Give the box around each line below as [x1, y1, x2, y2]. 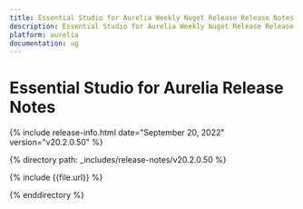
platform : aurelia [9, 30, 79, 39]
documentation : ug [9, 38, 79, 48]
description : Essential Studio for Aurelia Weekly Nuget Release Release [9, 22, 295, 31]
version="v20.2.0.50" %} [9, 137, 104, 148]
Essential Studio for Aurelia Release [9, 78, 284, 98]
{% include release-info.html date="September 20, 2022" [9, 127, 225, 138]
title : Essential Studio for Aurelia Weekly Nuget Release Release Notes [9, 13, 295, 23]
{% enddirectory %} [9, 190, 84, 201]
